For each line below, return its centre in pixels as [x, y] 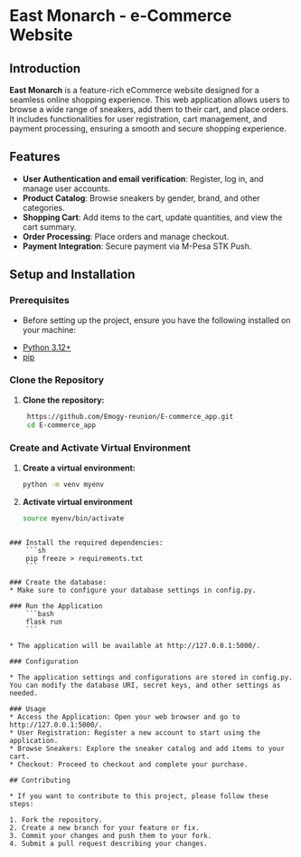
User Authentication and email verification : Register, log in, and [143, 178]
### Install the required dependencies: [87, 543]
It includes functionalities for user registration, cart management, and [138, 119]
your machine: [49, 329]
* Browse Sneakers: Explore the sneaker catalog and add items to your [147, 748]
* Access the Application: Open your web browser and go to [125, 717]
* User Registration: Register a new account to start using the [135, 733]
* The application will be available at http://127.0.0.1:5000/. [135, 645]
